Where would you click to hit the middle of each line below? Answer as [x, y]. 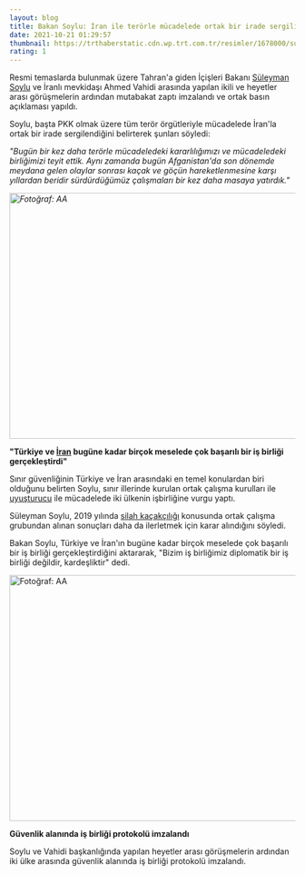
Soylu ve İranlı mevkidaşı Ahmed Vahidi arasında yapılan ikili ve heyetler [143, 87]
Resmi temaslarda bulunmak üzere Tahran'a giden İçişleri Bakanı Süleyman [149, 77]
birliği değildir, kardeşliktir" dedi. [70, 562]
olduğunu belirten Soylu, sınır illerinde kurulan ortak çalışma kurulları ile [143, 489]
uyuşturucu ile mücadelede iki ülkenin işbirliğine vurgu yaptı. [123, 498]
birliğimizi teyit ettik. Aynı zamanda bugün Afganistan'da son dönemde [142, 161]
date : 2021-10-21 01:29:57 [60, 35]
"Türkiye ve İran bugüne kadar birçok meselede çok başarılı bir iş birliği [147, 452]
